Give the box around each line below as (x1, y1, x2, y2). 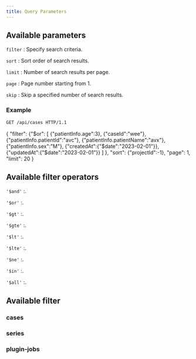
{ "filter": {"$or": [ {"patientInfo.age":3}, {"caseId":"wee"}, (6, 130, 147, 137)
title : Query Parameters (6, 8, 67, 15)
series (6, 329, 25, 337)
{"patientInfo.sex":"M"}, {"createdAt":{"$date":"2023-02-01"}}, (6, 142, 160, 150)
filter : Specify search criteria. (6, 46, 83, 53)
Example (6, 106, 32, 115)
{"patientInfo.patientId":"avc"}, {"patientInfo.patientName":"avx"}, (6, 136, 165, 143)
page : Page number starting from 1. (6, 80, 92, 87)
